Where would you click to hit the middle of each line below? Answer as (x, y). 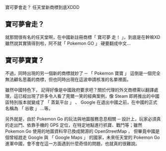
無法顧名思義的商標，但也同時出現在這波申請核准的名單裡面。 (68, 79)
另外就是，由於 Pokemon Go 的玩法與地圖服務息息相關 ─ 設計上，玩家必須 (81, 119)
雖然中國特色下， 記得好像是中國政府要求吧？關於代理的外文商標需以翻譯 (80, 90)
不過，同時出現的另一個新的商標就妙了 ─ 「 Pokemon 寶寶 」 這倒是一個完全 (83, 73)
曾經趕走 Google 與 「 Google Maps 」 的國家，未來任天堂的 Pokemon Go (84, 137)
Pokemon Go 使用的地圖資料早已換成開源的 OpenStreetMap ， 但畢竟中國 (80, 131)
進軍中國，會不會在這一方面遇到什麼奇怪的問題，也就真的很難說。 (72, 143)
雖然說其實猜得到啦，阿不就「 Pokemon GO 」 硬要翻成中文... (68, 43)
